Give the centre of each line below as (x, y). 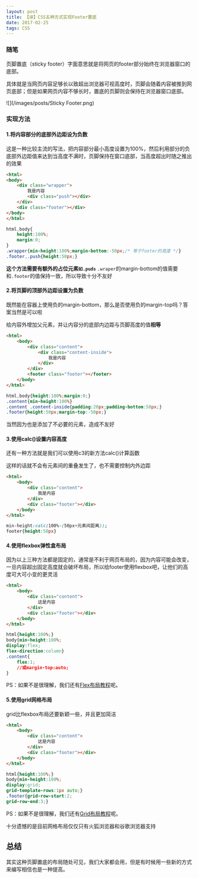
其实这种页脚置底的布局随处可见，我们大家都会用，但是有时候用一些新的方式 (99, 861)
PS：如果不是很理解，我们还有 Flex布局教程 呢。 (64, 685)
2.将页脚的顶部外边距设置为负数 (45, 290)
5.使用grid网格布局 (29, 700)
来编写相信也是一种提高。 (37, 869)
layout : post (22, 12)
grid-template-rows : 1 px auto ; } (44, 791)
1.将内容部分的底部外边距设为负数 (47, 135)
